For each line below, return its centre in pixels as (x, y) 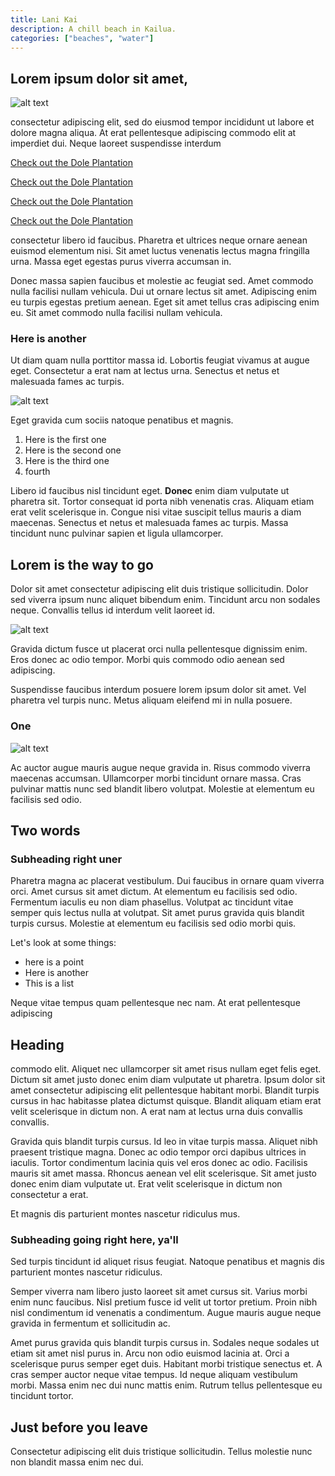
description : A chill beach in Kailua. (93, 29)
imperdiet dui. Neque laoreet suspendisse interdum (116, 143)
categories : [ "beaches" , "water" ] (82, 38)
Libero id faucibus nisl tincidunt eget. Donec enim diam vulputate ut (150, 491)
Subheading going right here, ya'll (94, 1240)
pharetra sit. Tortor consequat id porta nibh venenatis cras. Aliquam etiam (162, 502)
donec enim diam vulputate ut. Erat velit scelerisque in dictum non (146, 1184)
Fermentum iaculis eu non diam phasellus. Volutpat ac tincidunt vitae (152, 902)
